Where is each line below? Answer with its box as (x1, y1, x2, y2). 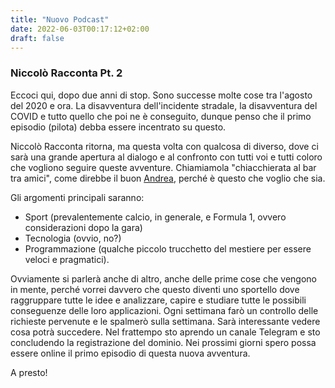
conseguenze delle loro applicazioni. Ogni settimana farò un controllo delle (10, 304, 319, 316)
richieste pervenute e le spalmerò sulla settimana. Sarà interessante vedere (10, 315, 321, 327)
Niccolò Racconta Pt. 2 (10, 66, 123, 80)
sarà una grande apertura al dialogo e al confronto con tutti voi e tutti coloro (10, 151, 323, 163)
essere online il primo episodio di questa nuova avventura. (10, 347, 251, 359)
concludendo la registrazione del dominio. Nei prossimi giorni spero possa (10, 336, 317, 348)
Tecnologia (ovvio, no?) (24, 232, 122, 244)
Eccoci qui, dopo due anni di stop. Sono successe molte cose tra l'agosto (10, 89, 313, 101)
